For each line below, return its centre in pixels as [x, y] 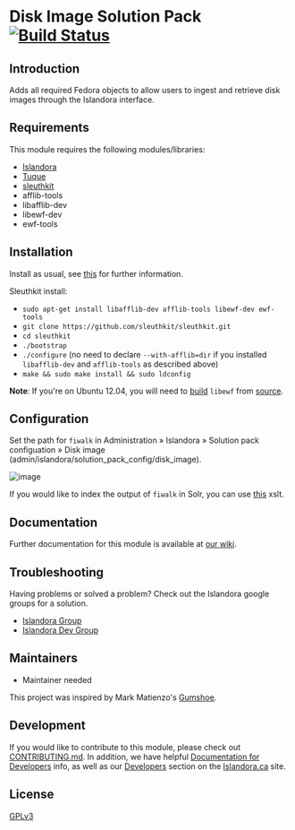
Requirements [49, 128]
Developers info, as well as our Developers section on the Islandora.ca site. [147, 766]
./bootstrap [44, 346]
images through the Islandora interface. [82, 99]
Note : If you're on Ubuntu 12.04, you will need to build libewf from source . [147, 391]
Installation [41, 252]
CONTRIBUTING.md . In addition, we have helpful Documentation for [135, 757]
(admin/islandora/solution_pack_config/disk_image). [105, 460]
